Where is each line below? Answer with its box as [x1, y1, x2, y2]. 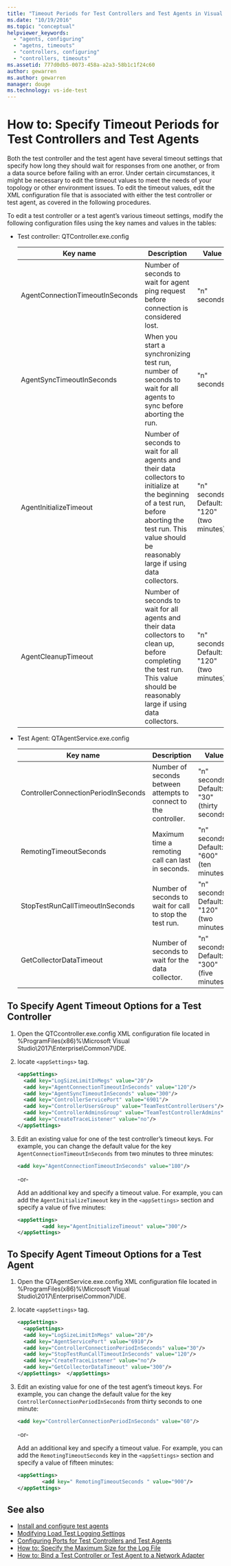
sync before [144, 401, 184, 410]
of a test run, [144, 498, 186, 508]
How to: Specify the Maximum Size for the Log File [16, 1544, 162, 1552]
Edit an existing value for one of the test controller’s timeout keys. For [16, 1134, 214, 1142]
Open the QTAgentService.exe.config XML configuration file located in [16, 1278, 217, 1286]
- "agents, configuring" [13, 36, 85, 43]
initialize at [144, 481, 179, 490]
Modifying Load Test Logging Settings [16, 1529, 126, 1538]
